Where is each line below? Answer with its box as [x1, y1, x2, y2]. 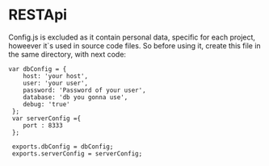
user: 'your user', [23, 79, 89, 87]
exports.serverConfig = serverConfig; [11, 149, 143, 158]
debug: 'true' [23, 100, 70, 108]
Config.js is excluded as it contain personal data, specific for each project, [8, 32, 256, 42]
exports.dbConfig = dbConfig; [11, 143, 114, 151]
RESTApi [8, 6, 67, 24]
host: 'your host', [23, 72, 89, 80]
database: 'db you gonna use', [23, 93, 128, 102]
